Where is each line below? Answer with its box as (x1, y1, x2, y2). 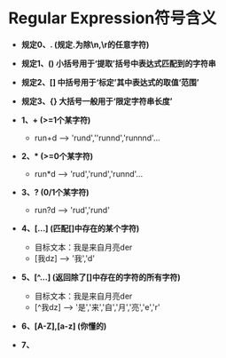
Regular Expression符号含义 (8, 8, 217, 28)
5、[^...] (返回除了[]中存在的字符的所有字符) (20, 272, 181, 282)
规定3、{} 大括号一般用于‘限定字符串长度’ (20, 95, 173, 107)
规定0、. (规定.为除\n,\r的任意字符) (20, 39, 150, 50)
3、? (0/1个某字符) (20, 187, 90, 197)
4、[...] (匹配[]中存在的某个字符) (20, 223, 140, 234)
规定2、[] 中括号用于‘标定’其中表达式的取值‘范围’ (20, 76, 199, 87)
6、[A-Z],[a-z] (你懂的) (20, 321, 107, 331)
